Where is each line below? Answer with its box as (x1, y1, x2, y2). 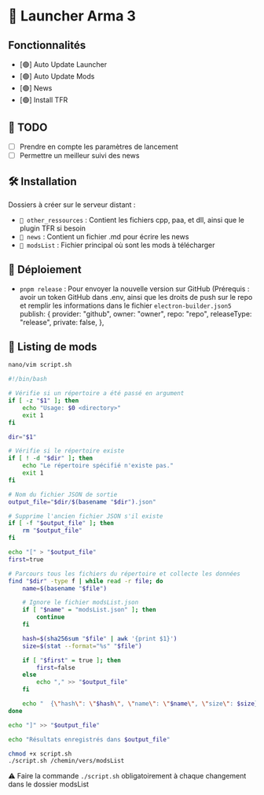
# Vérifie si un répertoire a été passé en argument (8, 390, 185, 397)
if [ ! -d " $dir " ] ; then (8, 454, 93, 463)
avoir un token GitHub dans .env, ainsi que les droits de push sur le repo (19, 292, 253, 301)
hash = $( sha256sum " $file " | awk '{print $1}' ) (22, 634, 178, 642)
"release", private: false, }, (19, 317, 104, 327)
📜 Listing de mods (8, 340, 97, 353)
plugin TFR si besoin (19, 224, 86, 233)
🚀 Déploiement (8, 263, 82, 276)
